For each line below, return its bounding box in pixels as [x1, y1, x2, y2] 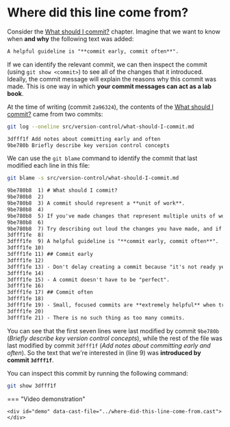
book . [7, 89, 24, 97]
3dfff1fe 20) [7, 308, 44, 315]
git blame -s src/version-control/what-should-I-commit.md [7, 174, 179, 182]
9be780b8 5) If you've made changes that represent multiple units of [7, 212, 216, 220]
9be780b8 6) [7, 219, 44, 226]
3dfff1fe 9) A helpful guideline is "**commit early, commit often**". [7, 238, 219, 245]
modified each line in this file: [7, 161, 90, 170]
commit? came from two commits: [7, 109, 103, 118]
